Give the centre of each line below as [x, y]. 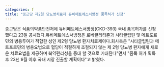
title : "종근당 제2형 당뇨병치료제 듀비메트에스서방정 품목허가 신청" [65, 14]
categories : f [20, 10]
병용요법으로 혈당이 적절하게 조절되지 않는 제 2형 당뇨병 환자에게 [88, 47]
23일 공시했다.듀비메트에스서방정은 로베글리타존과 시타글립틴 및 [79, 35]
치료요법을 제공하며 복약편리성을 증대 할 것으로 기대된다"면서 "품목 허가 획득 [83, 53]
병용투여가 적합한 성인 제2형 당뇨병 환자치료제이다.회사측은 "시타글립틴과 [84, 41]
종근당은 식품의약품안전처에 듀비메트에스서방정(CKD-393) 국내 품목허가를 [76, 29]
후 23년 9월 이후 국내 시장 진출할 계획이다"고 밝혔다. [55, 59]
